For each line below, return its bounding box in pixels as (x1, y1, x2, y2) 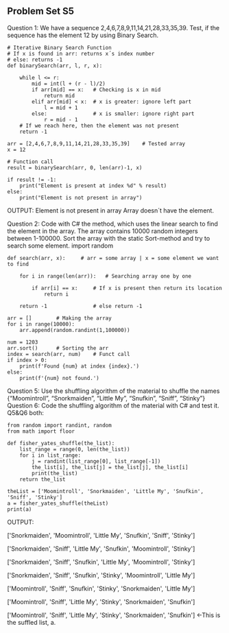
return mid (43, 92, 75, 99)
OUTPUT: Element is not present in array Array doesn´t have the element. (7, 206, 215, 215)
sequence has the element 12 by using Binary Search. (7, 31, 159, 39)
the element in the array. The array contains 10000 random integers (7, 226, 198, 235)
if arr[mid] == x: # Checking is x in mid (32, 86, 161, 93)
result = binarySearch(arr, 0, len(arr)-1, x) (7, 164, 143, 171)
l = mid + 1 (43, 104, 78, 111)
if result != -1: (7, 176, 57, 183)
